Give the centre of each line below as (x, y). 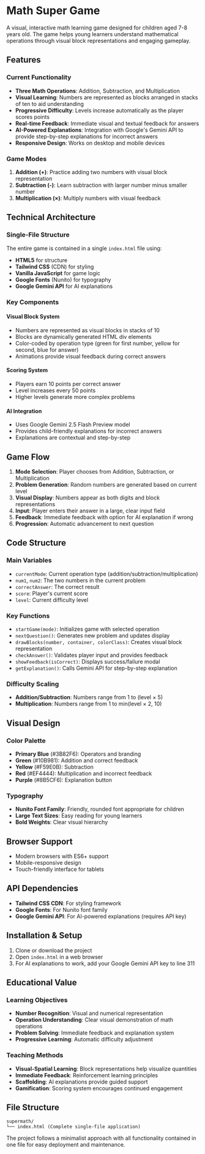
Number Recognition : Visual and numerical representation (89, 1013)
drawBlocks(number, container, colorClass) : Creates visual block (99, 642)
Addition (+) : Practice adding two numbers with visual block (91, 172)
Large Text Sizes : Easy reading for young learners (79, 816)
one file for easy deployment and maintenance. (66, 1145)
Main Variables (29, 560)
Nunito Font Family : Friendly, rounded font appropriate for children (100, 809)
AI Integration (24, 411)
